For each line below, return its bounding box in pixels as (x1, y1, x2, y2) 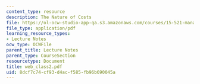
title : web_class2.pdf (6, 63, 62, 70)
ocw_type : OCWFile (6, 42, 52, 48)
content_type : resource (6, 8, 65, 15)
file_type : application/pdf (6, 25, 76, 31)
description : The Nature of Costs (6, 14, 92, 20)
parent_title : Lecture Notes (6, 47, 79, 53)
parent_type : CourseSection (6, 53, 76, 59)
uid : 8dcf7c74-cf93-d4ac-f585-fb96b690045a (6, 69, 116, 75)
